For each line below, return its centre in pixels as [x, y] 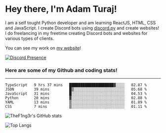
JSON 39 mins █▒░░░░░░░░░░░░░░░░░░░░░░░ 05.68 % [76, 90]
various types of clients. [30, 38]
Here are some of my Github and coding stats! [61, 70]
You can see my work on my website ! [43, 48]
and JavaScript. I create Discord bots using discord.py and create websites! [82, 28]
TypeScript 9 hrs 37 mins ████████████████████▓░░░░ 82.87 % [76, 85]
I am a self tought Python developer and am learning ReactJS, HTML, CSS [81, 23]
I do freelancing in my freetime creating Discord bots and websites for [76, 33]
